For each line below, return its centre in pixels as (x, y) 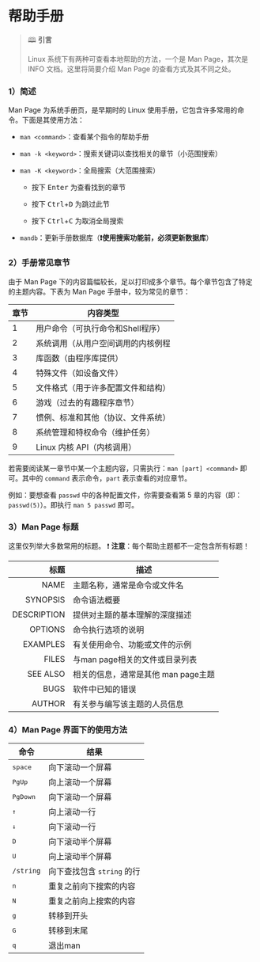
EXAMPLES (44, 644)
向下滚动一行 (72, 827)
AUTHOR (48, 703)
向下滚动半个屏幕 (80, 842)
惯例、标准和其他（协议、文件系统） (104, 417)
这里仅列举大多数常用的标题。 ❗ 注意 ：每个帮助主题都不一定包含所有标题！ (129, 546)
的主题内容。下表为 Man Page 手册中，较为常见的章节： (100, 291)
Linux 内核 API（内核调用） (86, 447)
